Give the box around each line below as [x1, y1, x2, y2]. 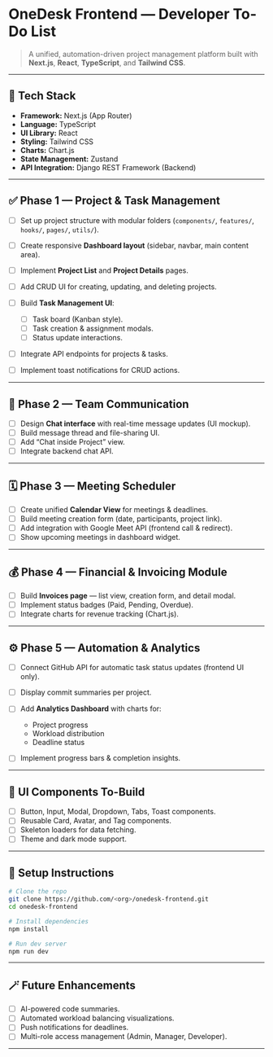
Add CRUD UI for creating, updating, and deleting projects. [19, 282, 217, 292]
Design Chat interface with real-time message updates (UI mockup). [19, 419, 251, 428]
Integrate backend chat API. [19, 446, 114, 456]
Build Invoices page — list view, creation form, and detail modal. [19, 591, 236, 601]
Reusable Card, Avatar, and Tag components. [19, 816, 172, 826]
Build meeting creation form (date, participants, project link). [19, 514, 223, 524]
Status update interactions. [32, 333, 123, 342]
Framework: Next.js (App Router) [19, 111, 132, 121]
